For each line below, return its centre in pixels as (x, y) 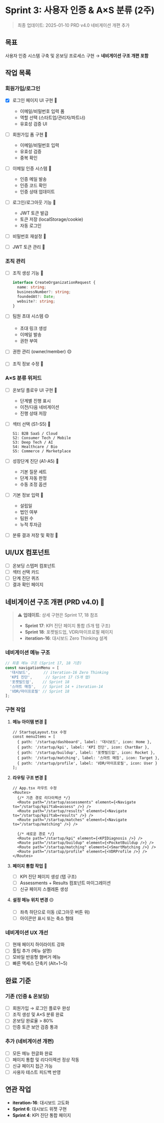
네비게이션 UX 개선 (27, 933)
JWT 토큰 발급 (34, 213)
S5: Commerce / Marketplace (41, 451)
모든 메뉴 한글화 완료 (32, 1053)
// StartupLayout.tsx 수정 (39, 732)
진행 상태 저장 (33, 413)
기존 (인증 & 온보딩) (27, 996)
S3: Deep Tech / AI (33, 442)
